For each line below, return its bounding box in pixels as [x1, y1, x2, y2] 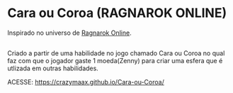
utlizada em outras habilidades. [7, 64, 99, 72]
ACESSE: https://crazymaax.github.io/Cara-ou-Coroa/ [7, 78, 164, 87]
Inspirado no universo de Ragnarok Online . [7, 28, 132, 37]
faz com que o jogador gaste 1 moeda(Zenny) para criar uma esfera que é [7, 57, 223, 65]
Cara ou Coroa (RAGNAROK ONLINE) [7, 5, 227, 21]
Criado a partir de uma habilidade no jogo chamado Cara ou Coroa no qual [7, 49, 225, 58]
